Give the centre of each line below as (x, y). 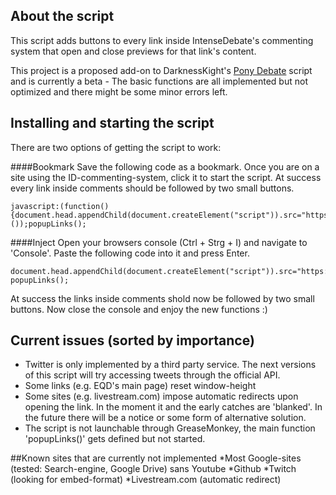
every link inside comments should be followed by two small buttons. (152, 188)
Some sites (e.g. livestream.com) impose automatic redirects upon (161, 396)
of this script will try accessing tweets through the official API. (152, 375)
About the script (62, 16)
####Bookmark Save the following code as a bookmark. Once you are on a (165, 166)
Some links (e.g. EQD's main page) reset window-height (140, 386)
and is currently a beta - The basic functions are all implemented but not (159, 81)
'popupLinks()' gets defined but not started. (115, 439)
